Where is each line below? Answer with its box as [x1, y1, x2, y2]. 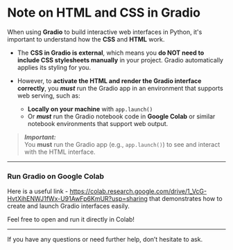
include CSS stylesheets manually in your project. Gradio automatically [17, 55, 224, 64]
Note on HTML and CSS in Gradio [7, 5, 201, 21]
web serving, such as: [17, 91, 80, 100]
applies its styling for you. [17, 63, 92, 71]
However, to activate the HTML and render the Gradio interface [17, 76, 202, 84]
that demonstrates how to [148, 195, 223, 203]
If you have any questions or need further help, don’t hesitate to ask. [7, 235, 203, 244]
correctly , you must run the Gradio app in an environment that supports [17, 84, 223, 92]
